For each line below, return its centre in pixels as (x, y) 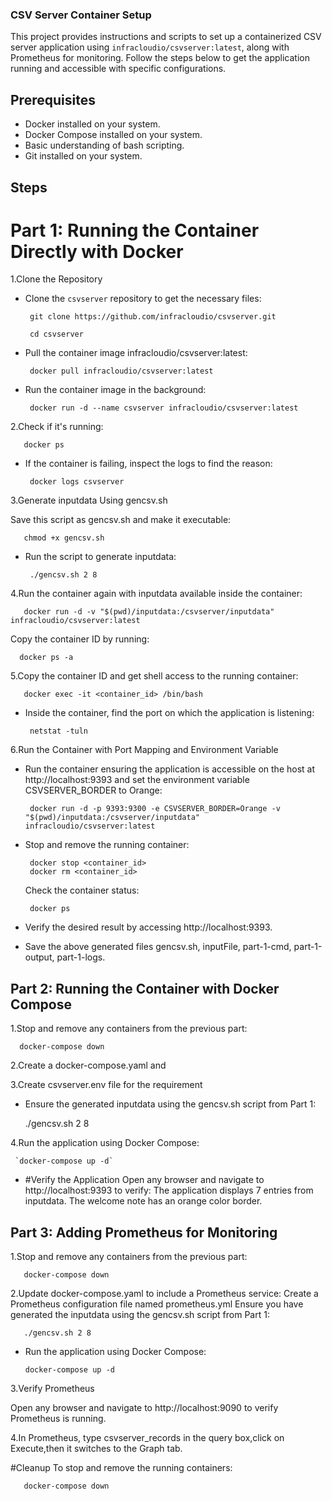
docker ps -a (46, 658)
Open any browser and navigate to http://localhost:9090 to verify (144, 1408)
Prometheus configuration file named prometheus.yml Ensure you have (157, 1304)
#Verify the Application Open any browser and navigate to (144, 1180)
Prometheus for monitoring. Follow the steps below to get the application (160, 58)
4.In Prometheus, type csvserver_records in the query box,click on (147, 1438)
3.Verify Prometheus (52, 1389)
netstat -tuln (59, 731)
